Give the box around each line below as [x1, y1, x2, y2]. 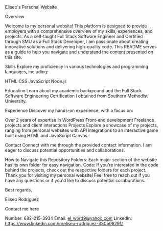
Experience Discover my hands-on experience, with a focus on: [5, 107, 133, 113]
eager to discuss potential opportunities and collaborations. [5, 147, 125, 153]
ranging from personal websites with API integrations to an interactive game [5, 127, 158, 133]
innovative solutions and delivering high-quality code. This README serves [5, 44, 157, 49]
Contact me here [5, 206, 39, 211]
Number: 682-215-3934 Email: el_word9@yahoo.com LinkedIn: [5, 215, 132, 221]
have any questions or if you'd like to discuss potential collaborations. [5, 178, 146, 183]
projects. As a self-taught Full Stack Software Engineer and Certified [5, 34, 143, 39]
